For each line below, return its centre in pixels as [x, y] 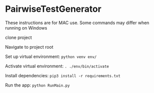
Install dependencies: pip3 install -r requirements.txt [63, 75]
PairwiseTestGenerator [53, 9]
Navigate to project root [29, 47]
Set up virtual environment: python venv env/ [51, 56]
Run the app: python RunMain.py [38, 85]
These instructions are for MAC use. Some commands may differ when [77, 23]
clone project [19, 37]
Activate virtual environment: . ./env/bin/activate [57, 66]
